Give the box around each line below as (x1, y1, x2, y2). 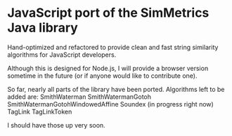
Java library (7, 20, 79, 36)
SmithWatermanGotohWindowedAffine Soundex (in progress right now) (7, 100, 214, 108)
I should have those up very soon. (7, 121, 105, 129)
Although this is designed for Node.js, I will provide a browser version (7, 64, 209, 72)
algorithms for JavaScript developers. (7, 50, 117, 59)
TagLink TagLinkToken (7, 107, 72, 116)
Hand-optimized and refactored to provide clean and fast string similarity (7, 43, 219, 51)
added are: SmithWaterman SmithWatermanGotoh (7, 93, 152, 101)
